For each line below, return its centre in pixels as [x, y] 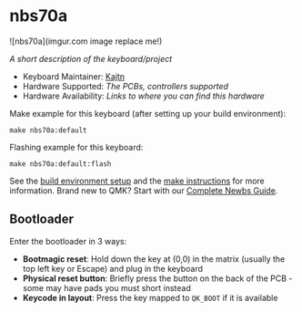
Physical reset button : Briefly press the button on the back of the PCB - [157, 278]
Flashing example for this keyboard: [76, 147]
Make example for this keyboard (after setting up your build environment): [148, 113]
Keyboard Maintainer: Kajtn [74, 76]
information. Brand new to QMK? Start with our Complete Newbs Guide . [144, 190]
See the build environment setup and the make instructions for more [137, 181]
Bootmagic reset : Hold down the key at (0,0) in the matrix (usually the [154, 259]
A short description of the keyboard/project [91, 58]
